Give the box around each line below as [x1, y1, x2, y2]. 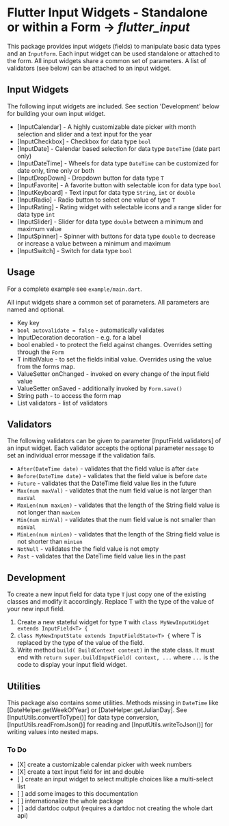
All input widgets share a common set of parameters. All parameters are [7, 298, 210, 306]
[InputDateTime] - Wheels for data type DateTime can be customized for [16, 159, 219, 167]
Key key [16, 318, 40, 327]
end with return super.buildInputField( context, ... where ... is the [16, 653, 219, 661]
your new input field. [7, 605, 65, 613]
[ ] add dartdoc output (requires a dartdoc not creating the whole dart [16, 804, 213, 812]
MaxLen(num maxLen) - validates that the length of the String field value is [16, 501, 220, 509]
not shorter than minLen [16, 537, 83, 546]
